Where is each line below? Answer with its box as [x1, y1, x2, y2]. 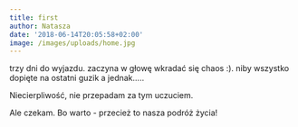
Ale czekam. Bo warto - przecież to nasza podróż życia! [9, 107, 218, 118]
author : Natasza [9, 22, 71, 31]
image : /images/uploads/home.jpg [9, 38, 136, 48]
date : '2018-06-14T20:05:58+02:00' [9, 30, 144, 39]
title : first [9, 13, 59, 23]
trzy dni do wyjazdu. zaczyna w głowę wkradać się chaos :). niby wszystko [9, 63, 290, 74]
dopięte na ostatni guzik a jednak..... [9, 73, 145, 84]
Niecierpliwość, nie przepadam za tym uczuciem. [9, 90, 194, 101]
